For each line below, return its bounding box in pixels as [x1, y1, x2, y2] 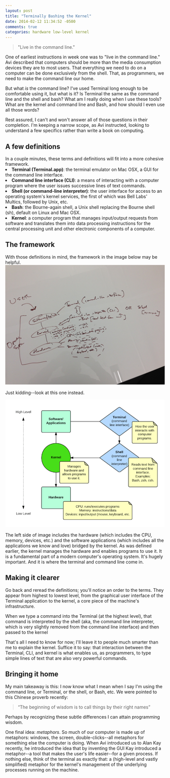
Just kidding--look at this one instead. [5, 390, 85, 396]
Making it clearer [5, 574, 60, 582]
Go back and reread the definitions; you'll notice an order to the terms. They [5, 587, 164, 593]
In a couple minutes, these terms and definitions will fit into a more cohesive [5, 155, 164, 162]
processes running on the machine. [5, 766, 79, 773]
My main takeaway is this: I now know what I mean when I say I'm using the [5, 683, 163, 689]
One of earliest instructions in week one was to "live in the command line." [5, 54, 160, 60]
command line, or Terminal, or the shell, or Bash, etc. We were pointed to [5, 689, 157, 695]
